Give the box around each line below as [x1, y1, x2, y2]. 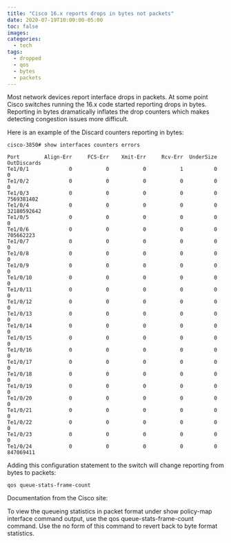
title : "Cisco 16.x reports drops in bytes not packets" [7, 10, 174, 17]
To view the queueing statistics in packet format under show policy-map [7, 507, 212, 515]
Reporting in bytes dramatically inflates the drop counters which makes [7, 107, 210, 116]
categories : [7, 36, 41, 43]
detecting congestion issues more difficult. [7, 115, 129, 123]
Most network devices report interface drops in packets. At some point [7, 93, 208, 101]
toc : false [7, 23, 39, 30]
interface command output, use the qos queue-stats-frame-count [7, 515, 194, 523]
